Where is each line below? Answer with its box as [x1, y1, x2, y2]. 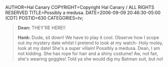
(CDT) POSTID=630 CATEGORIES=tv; [5, 15, 84, 21]
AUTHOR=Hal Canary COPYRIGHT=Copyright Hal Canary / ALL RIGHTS [5, 5, 155, 10]
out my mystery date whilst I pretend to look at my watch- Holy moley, [17, 40, 163, 46]
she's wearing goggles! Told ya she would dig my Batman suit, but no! [17, 56, 163, 62]
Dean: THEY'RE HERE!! [17, 25, 66, 31]
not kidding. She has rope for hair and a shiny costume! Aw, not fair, [17, 50, 158, 56]
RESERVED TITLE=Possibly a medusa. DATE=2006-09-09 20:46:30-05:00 [5, 10, 161, 16]
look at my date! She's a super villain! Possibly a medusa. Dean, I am [17, 45, 160, 51]
